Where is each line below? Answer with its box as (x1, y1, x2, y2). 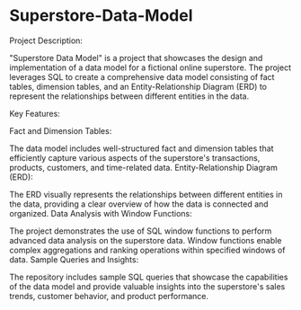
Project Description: (9, 35, 84, 46)
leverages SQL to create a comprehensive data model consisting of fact (9, 71, 275, 82)
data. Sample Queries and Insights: (9, 253, 139, 265)
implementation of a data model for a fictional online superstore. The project (9, 62, 292, 73)
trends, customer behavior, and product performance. (9, 290, 209, 301)
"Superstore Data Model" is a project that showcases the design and (9, 52, 263, 63)
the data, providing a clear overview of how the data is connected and (9, 199, 269, 209)
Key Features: (9, 108, 60, 119)
